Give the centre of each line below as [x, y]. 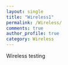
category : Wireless [30, 39]
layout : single [25, 12]
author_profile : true [33, 34]
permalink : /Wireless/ [34, 22]
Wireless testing [26, 56]
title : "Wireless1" [30, 17]
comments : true [25, 28]
